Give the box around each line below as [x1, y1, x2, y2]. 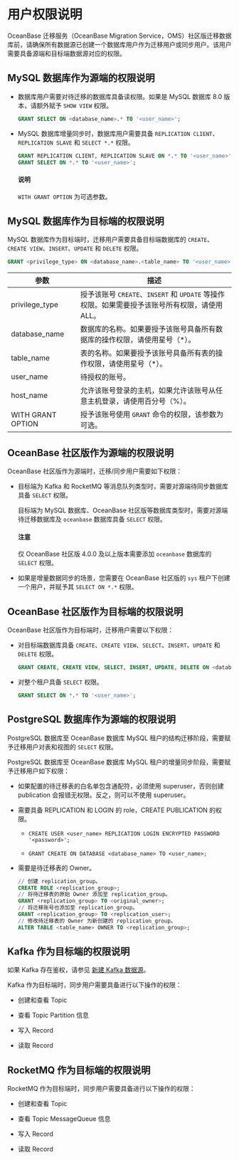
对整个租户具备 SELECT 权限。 [17, 677, 103, 686]
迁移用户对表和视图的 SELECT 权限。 [13, 742, 117, 751]
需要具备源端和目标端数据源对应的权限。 [7, 49, 126, 58]
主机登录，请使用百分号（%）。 [87, 396, 191, 406]
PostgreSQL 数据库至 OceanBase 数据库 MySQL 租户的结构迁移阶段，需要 [7, 734, 225, 742]
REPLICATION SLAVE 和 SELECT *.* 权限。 [17, 138, 134, 147]
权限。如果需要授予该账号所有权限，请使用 [80, 300, 223, 310]
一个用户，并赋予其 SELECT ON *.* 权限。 [17, 583, 138, 591]
